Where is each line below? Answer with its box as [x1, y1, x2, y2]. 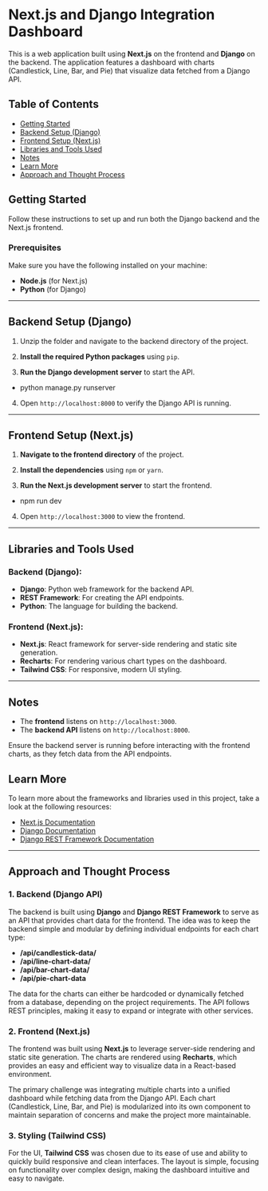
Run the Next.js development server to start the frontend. [19, 481, 213, 490]
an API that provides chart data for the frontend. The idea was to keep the [8, 916, 251, 925]
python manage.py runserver [19, 382, 116, 392]
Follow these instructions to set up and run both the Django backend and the [8, 214, 260, 224]
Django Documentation [19, 826, 96, 836]
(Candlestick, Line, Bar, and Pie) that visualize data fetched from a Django [8, 65, 250, 75]
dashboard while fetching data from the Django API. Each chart [8, 1094, 216, 1103]
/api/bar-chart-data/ [19, 964, 90, 975]
